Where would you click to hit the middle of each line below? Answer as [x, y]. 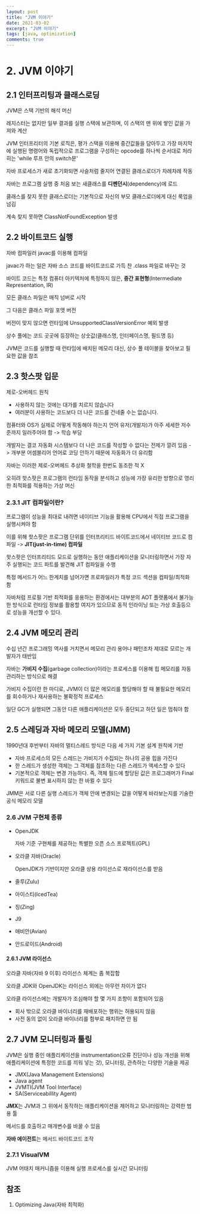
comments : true [25, 39]
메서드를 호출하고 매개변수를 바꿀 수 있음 [53, 1126]
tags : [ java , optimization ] [41, 34]
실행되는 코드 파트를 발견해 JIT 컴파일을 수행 [64, 564]
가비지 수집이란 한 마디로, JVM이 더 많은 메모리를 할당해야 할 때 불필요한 [90, 689]
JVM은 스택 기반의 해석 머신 [39, 110]
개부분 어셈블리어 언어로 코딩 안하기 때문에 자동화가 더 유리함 [82, 452]
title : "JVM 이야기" [30, 17]
